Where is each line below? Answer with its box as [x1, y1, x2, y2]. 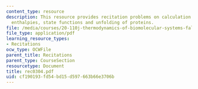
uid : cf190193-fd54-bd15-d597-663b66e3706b [6, 74, 115, 80]
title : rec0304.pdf [6, 69, 54, 74]
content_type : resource [6, 8, 65, 15]
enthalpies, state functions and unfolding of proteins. [11, 19, 154, 25]
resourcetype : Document [6, 63, 65, 69]
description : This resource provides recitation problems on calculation [6, 14, 192, 20]
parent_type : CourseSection [6, 57, 75, 63]
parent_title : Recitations [6, 52, 72, 58]
